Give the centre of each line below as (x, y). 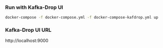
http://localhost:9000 (27, 41)
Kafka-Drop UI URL (28, 30)
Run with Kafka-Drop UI (34, 7)
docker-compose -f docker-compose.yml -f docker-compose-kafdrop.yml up (82, 18)
